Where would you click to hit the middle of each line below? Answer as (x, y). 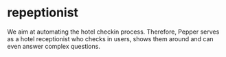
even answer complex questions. (54, 46)
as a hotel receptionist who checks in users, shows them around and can (111, 38)
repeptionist (43, 13)
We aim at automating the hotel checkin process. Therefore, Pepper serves (113, 32)
